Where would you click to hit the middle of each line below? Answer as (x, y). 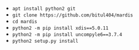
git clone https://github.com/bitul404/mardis (73, 15)
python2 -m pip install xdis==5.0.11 (60, 28)
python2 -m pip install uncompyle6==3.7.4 (67, 35)
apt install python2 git (44, 9)
